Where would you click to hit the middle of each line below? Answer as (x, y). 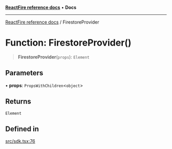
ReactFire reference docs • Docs (41, 7)
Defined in (22, 129)
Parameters (24, 73)
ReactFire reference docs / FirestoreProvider (52, 22)
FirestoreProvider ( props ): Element (53, 57)
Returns (18, 102)
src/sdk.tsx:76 (20, 141)
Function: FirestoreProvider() (68, 43)
